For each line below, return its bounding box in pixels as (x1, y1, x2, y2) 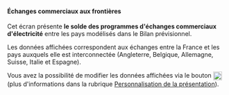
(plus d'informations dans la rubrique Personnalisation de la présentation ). (7, 80, 219, 88)
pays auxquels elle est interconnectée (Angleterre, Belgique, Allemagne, (7, 51, 214, 59)
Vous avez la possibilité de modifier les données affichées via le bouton (7, 71, 212, 80)
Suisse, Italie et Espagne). (7, 58, 81, 67)
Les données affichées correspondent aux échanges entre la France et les (7, 43, 220, 51)
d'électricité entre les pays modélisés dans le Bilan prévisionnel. (7, 30, 192, 38)
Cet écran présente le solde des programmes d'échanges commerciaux (7, 22, 217, 31)
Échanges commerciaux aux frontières (7, 7, 121, 15)
